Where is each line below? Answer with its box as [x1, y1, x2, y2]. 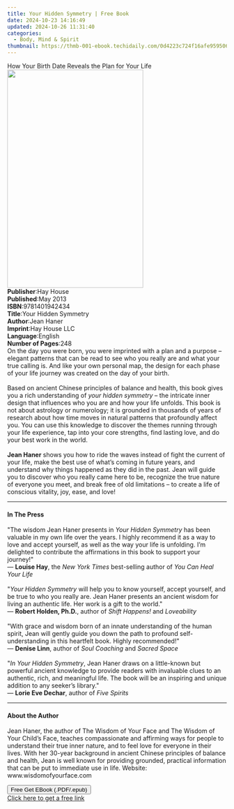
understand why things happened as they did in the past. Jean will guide [7, 466, 216, 473]
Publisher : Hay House [7, 288, 70, 295]
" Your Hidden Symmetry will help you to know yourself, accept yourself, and [7, 585, 226, 593]
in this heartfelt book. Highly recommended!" [50, 637, 180, 646]
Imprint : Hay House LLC [7, 325, 75, 332]
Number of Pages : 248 [7, 339, 72, 348]
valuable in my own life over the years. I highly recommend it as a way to [7, 533, 216, 542]
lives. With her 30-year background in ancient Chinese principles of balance [7, 749, 226, 757]
